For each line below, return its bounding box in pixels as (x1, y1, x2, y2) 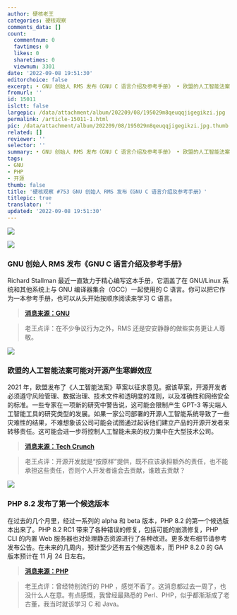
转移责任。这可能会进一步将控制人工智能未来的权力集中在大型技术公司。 (7, 427, 217, 436)
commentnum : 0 (13, 37, 55, 44)
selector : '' (7, 142, 46, 149)
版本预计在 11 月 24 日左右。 (7, 551, 90, 560)
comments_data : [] (7, 23, 61, 30)
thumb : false (7, 181, 46, 188)
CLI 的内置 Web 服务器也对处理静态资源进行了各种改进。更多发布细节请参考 (7, 534, 227, 542)
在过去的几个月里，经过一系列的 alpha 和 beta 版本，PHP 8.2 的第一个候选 (7, 516, 224, 524)
